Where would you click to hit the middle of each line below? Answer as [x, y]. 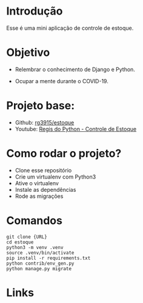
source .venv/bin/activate [40, 253]
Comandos [34, 220]
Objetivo [28, 53]
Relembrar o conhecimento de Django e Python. [75, 69]
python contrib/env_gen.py [40, 263]
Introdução [35, 11]
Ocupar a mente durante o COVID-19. [62, 81]
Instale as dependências [45, 189]
